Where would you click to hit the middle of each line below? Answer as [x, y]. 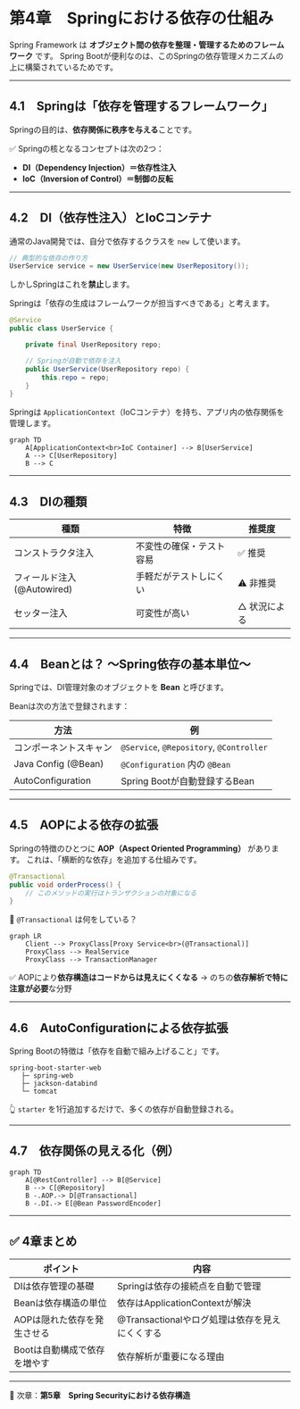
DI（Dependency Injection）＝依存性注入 [99, 167]
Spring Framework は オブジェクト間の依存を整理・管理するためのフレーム [147, 45]
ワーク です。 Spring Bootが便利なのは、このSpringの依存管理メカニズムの [146, 55]
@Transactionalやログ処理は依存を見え [199, 1320]
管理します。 [33, 423]
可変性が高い [162, 613]
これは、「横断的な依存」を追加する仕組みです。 [114, 859]
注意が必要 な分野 [41, 988]
